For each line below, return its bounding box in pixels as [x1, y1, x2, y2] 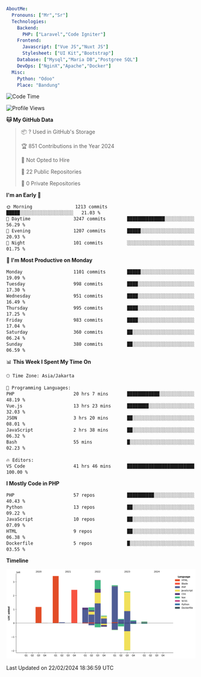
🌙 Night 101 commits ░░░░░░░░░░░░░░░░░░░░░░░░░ [6, 240, 195, 246]
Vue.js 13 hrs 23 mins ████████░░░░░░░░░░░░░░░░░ [6, 403, 195, 409]
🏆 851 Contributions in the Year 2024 [20, 143, 115, 150]
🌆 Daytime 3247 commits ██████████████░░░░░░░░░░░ [6, 216, 195, 222]
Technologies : [11, 18, 47, 25]
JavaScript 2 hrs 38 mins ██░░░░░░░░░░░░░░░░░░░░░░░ [6, 427, 195, 433]
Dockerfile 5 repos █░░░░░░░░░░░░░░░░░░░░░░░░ [6, 540, 195, 547]
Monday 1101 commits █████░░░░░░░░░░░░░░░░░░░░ [6, 269, 195, 275]
